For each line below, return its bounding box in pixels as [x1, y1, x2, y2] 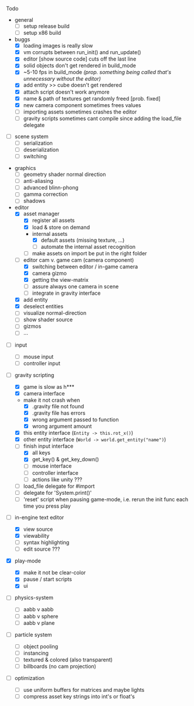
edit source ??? [23, 545, 60, 552]
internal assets [32, 230, 68, 237]
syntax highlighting [23, 539, 70, 546]
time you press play [23, 502, 72, 509]
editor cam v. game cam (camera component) [23, 256, 134, 264]
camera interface [23, 389, 65, 397]
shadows [23, 197, 46, 205]
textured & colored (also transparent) [23, 656, 113, 663]
